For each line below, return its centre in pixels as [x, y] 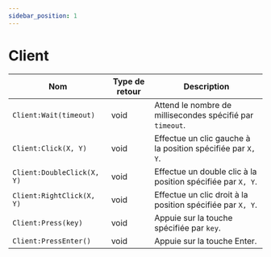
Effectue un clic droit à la [201, 194]
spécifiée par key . [188, 228]
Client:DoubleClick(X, [56, 172]
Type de [129, 81]
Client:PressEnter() [52, 241]
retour [129, 91]
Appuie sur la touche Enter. [206, 241]
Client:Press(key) [48, 223]
